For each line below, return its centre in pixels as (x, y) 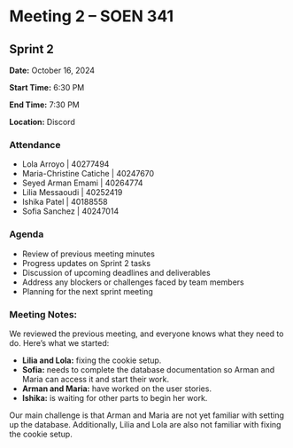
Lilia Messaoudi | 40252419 (72, 193)
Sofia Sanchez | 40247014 (70, 211)
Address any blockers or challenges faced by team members (133, 282)
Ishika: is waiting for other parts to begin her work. (115, 397)
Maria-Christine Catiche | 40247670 (88, 174)
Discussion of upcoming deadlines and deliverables (116, 272)
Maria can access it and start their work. (96, 379)
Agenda (27, 234)
